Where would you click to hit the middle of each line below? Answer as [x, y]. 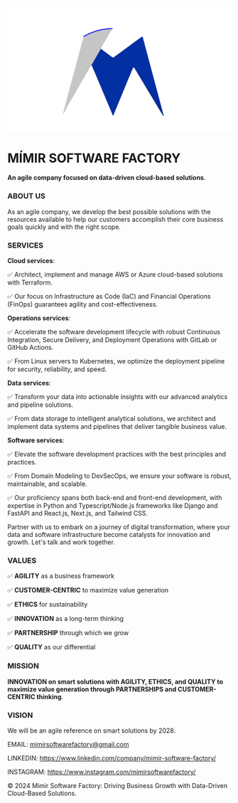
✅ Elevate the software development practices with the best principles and [117, 454]
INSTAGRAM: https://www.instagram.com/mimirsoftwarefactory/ [102, 772]
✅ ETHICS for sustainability [48, 605]
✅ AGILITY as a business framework [61, 576]
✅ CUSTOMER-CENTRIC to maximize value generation [88, 590]
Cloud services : [31, 261]
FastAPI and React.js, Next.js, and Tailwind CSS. [77, 514]
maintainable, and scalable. [47, 484]
